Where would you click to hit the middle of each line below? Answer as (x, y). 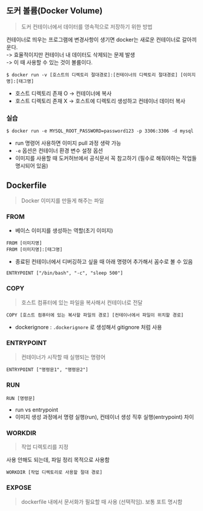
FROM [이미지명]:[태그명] (35, 250)
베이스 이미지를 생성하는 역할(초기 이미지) (64, 231)
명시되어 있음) (32, 166)
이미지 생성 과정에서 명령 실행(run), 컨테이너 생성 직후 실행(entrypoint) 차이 (105, 417)
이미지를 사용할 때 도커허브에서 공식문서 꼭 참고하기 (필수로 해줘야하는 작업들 (106, 158)
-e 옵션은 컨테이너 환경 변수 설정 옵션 (59, 151)
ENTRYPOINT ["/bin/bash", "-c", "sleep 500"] (65, 273)
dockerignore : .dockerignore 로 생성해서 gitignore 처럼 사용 (88, 327)
